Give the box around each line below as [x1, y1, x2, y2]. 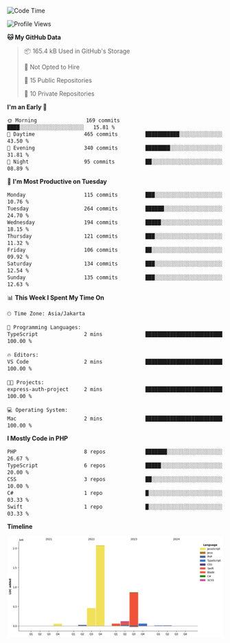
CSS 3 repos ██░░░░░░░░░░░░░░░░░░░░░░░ [7, 476, 223, 483]
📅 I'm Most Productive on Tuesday [7, 178, 108, 185]
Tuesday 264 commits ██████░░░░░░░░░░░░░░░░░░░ [7, 205, 223, 212]
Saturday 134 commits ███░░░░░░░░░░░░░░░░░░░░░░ [7, 260, 223, 267]
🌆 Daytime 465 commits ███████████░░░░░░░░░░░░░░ [7, 131, 223, 138]
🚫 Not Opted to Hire [23, 63, 80, 71]
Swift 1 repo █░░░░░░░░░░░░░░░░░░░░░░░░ [7, 503, 223, 510]
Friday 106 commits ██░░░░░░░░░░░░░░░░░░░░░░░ [7, 246, 223, 253]
